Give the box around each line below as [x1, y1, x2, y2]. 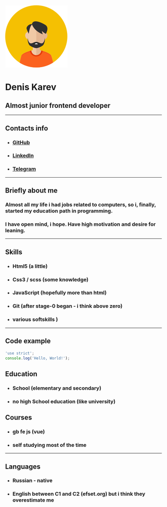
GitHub [12, 139, 30, 146]
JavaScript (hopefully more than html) [12, 289, 107, 296]
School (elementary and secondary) [12, 385, 102, 392]
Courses [5, 413, 32, 421]
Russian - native [12, 477, 53, 484]
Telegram [12, 166, 36, 173]
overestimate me [12, 497, 54, 504]
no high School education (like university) [12, 398, 116, 405]
